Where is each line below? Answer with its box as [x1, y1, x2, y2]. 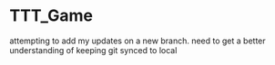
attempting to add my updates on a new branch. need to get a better [9, 35, 266, 46]
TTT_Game [9, 5, 94, 26]
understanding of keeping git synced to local [9, 44, 178, 55]
